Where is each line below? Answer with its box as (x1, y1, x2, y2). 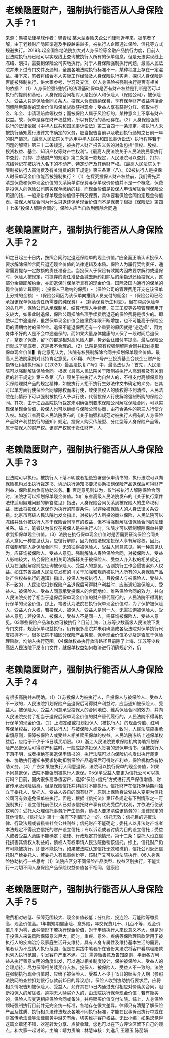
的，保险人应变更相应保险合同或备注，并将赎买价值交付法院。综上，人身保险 (5, 996, 163, 1002)
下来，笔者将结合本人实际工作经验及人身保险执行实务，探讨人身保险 (18, 73, 159, 79)
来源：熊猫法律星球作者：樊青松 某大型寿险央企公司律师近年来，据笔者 (5, 35, 151, 41)
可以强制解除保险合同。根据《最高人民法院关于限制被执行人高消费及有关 (9, 368, 159, 374)
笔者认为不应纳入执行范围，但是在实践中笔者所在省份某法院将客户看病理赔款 (5, 945, 163, 951)
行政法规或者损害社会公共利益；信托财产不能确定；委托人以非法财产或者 (14, 820, 163, 826)
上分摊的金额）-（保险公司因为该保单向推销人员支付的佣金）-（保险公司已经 (5, 292, 163, 298)
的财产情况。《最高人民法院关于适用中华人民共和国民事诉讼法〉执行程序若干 (5, 136, 161, 142)
